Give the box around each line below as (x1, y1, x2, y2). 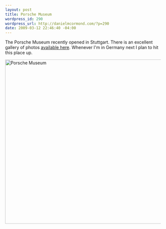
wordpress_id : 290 (5, 16, 43, 21)
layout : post (5, 7, 32, 12)
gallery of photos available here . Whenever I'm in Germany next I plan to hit (5, 45, 159, 50)
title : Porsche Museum (5, 12, 52, 17)
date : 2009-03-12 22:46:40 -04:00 (5, 26, 77, 31)
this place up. (5, 50, 33, 56)
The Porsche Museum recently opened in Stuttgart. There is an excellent (5, 39, 153, 45)
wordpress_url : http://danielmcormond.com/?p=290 (5, 21, 110, 26)
